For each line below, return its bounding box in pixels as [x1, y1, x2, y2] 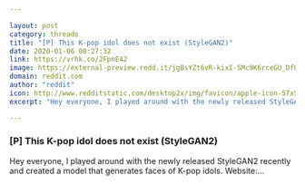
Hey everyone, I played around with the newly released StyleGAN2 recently [9, 155, 291, 166]
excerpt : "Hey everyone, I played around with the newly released [9, 97, 266, 106]
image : [9, 63, 34, 73]
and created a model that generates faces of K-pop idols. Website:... [9, 165, 265, 176]
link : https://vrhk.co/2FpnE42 [9, 55, 128, 64]
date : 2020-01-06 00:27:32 [9, 46, 112, 55]
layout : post [9, 21, 59, 30]
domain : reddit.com [9, 72, 84, 82]
